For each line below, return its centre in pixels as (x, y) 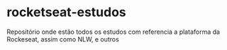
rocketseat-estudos (67, 12)
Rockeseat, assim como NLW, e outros (63, 39)
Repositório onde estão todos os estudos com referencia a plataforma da (113, 32)
